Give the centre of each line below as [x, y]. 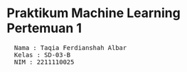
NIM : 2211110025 [44, 62]
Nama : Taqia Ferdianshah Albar [70, 47]
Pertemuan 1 [44, 28]
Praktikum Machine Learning [93, 13]
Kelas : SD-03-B [42, 55]
